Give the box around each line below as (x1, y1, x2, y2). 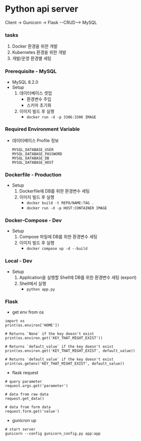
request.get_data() (5, 396, 45, 401)
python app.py (26, 287, 55, 292)
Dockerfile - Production (5, 171, 62, 178)
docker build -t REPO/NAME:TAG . (26, 201, 94, 205)
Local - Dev (5, 257, 32, 264)
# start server (5, 427, 36, 432)
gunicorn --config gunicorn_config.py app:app (5, 431, 101, 436)
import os (5, 319, 25, 324)
